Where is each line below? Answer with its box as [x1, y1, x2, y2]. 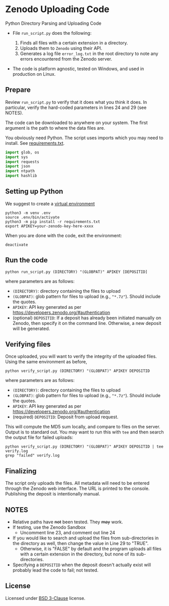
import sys [5, 154, 28, 159]
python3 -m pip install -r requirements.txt [5, 219, 100, 224]
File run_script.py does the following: [12, 30, 92, 36]
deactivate [5, 242, 28, 247]
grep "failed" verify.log [5, 453, 60, 458]
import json [5, 164, 30, 169]
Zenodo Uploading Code [5, 4, 109, 15]
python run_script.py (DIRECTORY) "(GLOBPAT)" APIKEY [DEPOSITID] [5, 269, 148, 274]
